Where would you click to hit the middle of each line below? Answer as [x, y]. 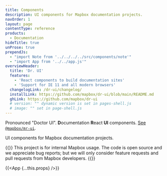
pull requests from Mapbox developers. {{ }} [50, 158]
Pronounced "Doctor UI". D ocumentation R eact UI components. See [75, 123]
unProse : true [20, 47]
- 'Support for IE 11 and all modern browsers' [65, 85]
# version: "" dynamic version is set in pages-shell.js [71, 104]
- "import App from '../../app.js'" [48, 62]
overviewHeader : [22, 66]
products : [16, 33]
